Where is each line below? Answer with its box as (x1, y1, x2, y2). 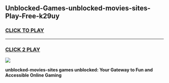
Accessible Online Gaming (5, 72, 62, 78)
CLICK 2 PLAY (5, 46, 40, 53)
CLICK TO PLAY (5, 27, 44, 34)
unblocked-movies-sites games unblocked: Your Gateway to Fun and (5, 66, 153, 72)
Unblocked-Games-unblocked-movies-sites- (5, 4, 151, 13)
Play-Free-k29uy (5, 12, 60, 21)
